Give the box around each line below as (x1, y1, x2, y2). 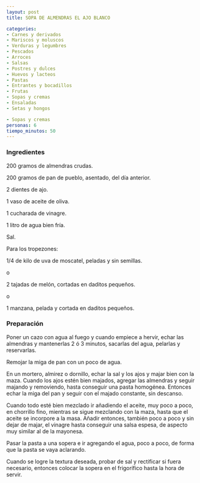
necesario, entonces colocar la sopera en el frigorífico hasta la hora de (6, 464, 185, 471)
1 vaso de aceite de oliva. (6, 197, 70, 205)
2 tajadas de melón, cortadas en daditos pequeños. (6, 280, 136, 288)
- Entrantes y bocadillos (6, 83, 72, 89)
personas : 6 (6, 122, 37, 129)
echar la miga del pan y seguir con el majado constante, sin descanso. (6, 389, 184, 397)
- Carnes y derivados (6, 31, 62, 37)
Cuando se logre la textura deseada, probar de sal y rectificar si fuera (6, 457, 181, 465)
